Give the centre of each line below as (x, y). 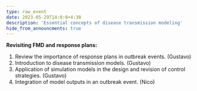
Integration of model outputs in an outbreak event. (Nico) (85, 82)
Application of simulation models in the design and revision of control (100, 70)
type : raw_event (26, 12)
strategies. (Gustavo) (41, 76)
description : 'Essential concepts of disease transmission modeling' (95, 23)
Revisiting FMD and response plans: (52, 45)
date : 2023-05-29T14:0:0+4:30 (44, 17)
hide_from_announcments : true (44, 28)
